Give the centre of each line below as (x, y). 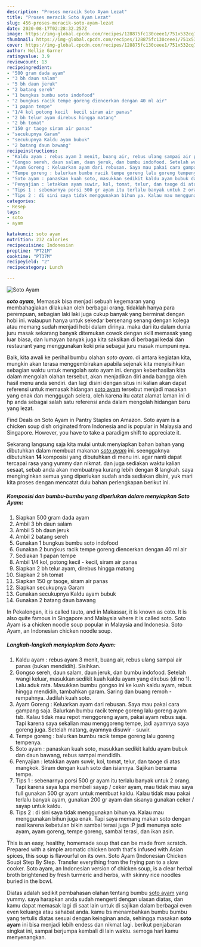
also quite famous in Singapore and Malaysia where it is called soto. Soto (97, 618)
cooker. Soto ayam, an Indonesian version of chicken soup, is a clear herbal (100, 868)
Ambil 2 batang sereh (42, 536)
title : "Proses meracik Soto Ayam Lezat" (59, 17)
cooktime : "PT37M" (30, 256)
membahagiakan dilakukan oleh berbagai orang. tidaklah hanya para (91, 308)
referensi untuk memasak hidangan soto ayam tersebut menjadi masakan (97, 389)
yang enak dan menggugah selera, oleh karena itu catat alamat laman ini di (99, 395)
